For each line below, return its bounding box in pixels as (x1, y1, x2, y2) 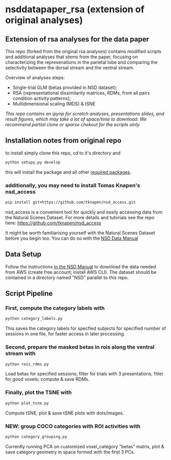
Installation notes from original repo (5, 136, 121, 145)
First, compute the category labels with (5, 304, 105, 311)
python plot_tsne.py (5, 400, 50, 406)
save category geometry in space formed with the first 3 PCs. (5, 449, 135, 455)
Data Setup (5, 250, 42, 259)
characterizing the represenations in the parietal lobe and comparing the (5, 59, 158, 65)
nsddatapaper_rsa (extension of (5, 4, 144, 15)
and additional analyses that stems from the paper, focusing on (5, 54, 138, 60)
